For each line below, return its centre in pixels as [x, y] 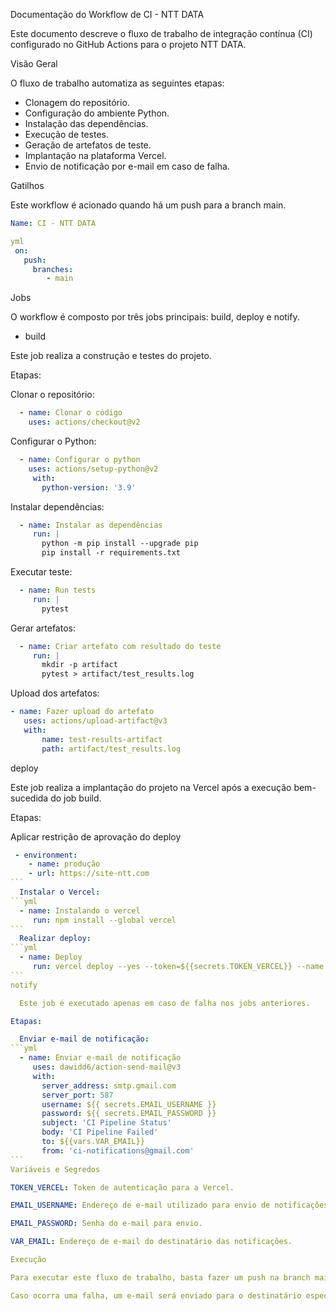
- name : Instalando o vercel [80, 910]
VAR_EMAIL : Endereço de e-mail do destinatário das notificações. [151, 1242]
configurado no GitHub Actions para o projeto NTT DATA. [128, 44]
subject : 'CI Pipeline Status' [106, 1123]
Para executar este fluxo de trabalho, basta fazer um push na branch [160, 1277]
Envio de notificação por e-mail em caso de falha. [127, 166]
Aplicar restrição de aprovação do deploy [96, 836]
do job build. [76, 798]
